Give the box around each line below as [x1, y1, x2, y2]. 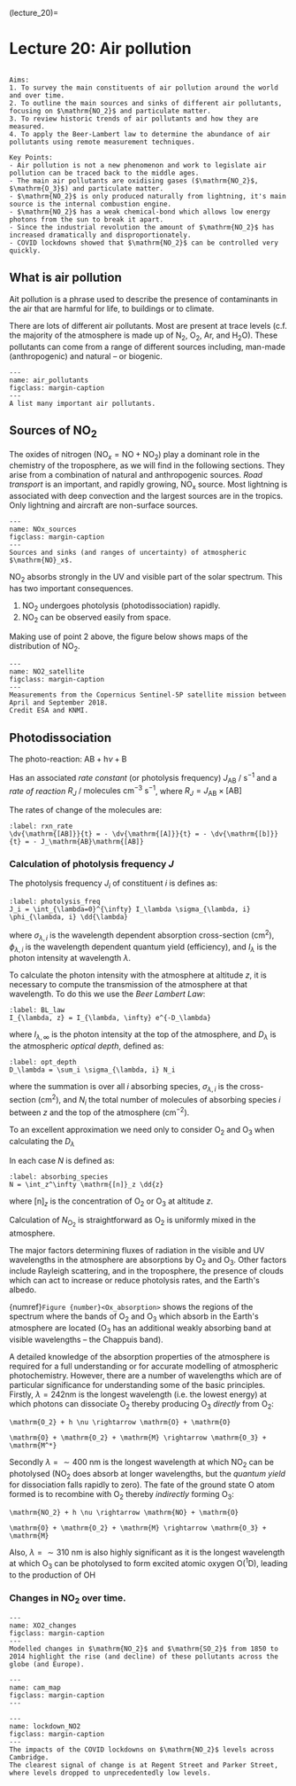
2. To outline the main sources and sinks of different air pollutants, [9, 98, 283, 107]
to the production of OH [9, 1569, 95, 1580]
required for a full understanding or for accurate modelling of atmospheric [9, 1361, 278, 1371]
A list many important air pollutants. [9, 399, 156, 408]
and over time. [9, 90, 65, 100]
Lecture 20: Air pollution [9, 39, 192, 58]
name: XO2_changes [9, 1621, 77, 1630]
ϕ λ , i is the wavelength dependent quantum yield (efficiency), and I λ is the [9, 941, 277, 954]
